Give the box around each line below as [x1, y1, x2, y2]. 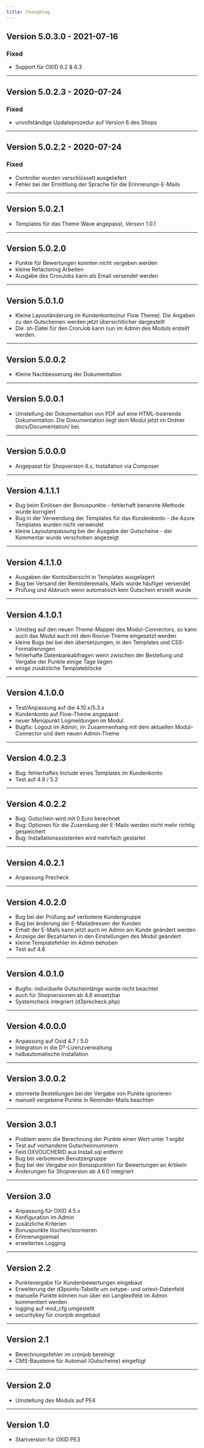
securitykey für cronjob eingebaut [15, 1311, 100, 1319]
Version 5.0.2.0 [6, 243, 67, 253]
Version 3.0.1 [6, 1119, 56, 1130]
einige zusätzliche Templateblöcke [15, 665, 102, 671]
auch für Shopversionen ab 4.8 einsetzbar [15, 991, 121, 998]
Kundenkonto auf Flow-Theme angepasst [15, 710, 119, 718]
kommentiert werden [15, 1298, 68, 1305]
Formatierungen [15, 645, 56, 652]
